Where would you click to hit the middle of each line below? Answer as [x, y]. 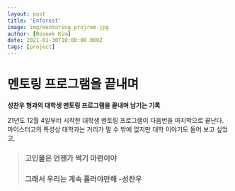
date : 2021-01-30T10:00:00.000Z [55, 40]
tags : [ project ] [31, 47]
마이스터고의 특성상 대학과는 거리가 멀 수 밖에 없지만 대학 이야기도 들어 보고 [111, 129]
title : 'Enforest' [34, 21]
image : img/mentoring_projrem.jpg [58, 27]
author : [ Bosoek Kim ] [39, 34]
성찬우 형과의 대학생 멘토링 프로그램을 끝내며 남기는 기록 [84, 105]
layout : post [27, 14]
